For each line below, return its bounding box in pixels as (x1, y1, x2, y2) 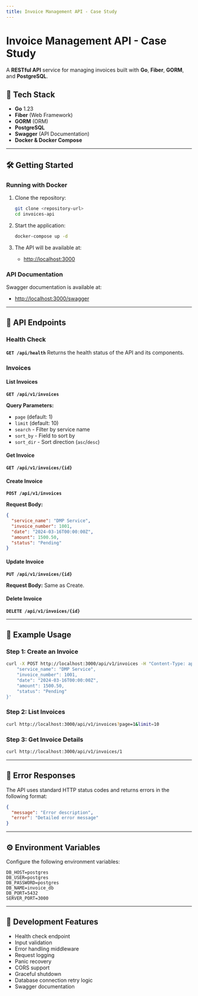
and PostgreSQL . (6, 72, 48, 80)
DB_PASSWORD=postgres (6, 880, 60, 886)
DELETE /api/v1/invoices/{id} (6, 608, 81, 614)
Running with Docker (6, 181, 68, 189)
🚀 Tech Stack (6, 89, 55, 99)
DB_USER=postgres (6, 875, 49, 881)
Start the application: (14, 222, 66, 229)
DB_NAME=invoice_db (6, 885, 54, 891)
